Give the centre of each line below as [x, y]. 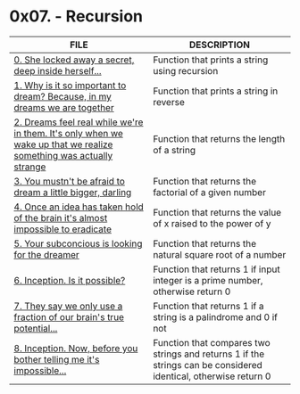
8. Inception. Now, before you [76, 348]
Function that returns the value [217, 212]
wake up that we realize [63, 144]
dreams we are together [64, 107]
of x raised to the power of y [212, 223]
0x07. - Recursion [76, 16]
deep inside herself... [58, 70]
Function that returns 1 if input [217, 269]
